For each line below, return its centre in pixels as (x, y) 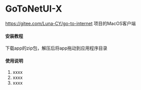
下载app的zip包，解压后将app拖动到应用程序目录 (56, 48)
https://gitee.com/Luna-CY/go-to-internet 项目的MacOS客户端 (70, 23)
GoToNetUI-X (34, 9)
